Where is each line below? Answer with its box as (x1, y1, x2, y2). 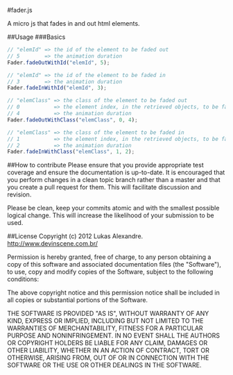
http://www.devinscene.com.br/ (7, 240, 98, 248)
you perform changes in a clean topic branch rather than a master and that (7, 176, 221, 184)
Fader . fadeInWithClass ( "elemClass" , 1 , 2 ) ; (7, 149, 135, 156)
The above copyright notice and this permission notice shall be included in (7, 288, 220, 297)
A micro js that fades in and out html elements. (7, 19, 140, 27)
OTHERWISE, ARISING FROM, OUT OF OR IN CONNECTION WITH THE (7, 353, 209, 362)
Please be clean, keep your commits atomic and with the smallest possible (7, 204, 220, 212)
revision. (7, 190, 32, 199)
